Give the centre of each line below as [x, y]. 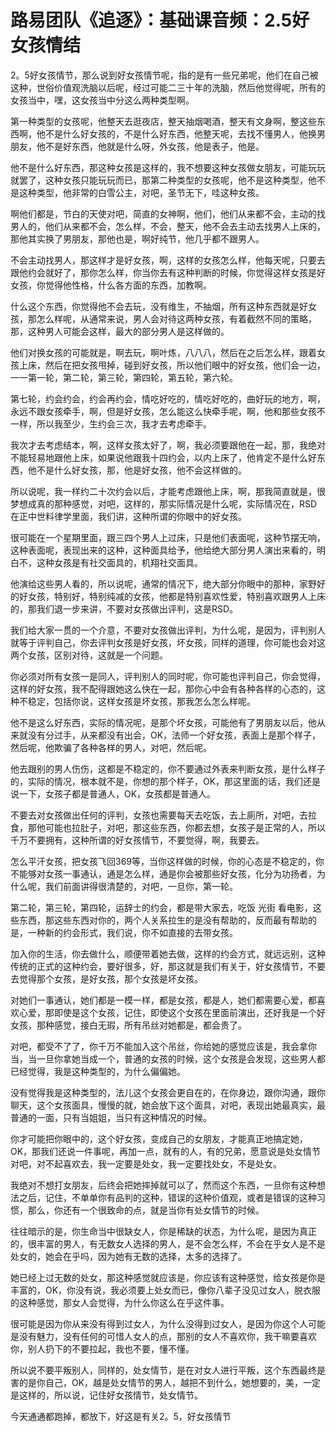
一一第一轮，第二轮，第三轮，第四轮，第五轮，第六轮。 [124, 377]
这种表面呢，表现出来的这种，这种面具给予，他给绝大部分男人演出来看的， [163, 550]
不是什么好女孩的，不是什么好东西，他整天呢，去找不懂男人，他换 [180, 133]
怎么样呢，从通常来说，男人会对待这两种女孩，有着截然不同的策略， [176, 318]
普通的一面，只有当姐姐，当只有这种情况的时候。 [111, 1117]
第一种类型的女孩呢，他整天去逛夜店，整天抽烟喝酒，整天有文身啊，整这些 [163, 121]
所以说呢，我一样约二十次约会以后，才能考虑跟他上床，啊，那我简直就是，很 [168, 491]
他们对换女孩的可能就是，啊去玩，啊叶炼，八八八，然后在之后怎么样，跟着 [163, 352]
